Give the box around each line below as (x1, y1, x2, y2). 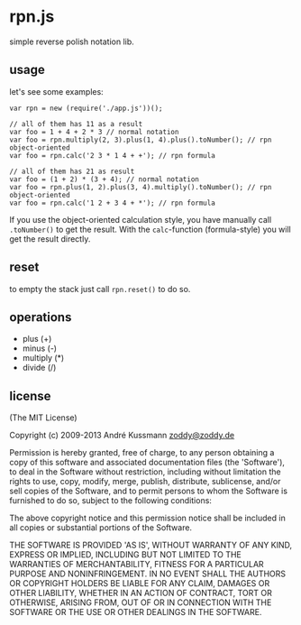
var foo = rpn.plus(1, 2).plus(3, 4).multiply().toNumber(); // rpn (9, 182, 272, 191)
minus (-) (22, 343, 57, 354)
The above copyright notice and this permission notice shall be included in (9, 512, 286, 524)
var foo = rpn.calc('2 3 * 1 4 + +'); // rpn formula (9, 151, 216, 160)
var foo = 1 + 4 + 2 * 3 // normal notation (9, 127, 179, 136)
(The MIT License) (9, 412, 78, 423)
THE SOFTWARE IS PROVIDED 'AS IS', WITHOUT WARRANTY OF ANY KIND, (9, 539, 293, 551)
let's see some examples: (9, 86, 104, 97)
